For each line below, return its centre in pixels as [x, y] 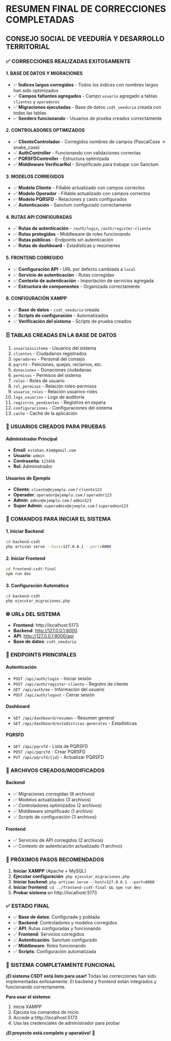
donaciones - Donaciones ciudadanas [52, 370]
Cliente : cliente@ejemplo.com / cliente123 [57, 489]
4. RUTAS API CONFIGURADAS [39, 217]
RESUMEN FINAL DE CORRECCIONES [86, 9]
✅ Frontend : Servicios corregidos [49, 934]
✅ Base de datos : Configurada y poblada [56, 917]
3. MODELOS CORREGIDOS [35, 176]
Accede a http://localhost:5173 [45, 1017]
